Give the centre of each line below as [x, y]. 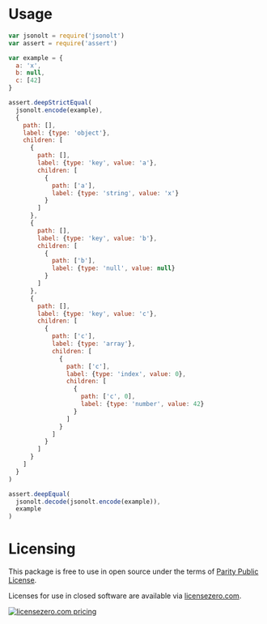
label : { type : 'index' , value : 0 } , [126, 374]
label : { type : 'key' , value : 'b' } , [97, 238]
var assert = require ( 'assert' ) [63, 43]
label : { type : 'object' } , [67, 133]
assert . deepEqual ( [39, 494]
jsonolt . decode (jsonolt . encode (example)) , [88, 502]
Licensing [42, 549]
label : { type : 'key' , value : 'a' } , [97, 163]
